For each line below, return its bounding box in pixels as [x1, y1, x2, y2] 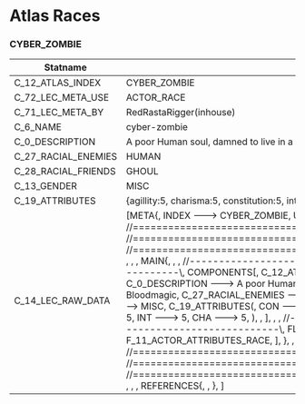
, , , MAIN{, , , [125, 255, 181, 268]
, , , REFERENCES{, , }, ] [125, 379, 225, 392]
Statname [44, 61, 88, 74]
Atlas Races [9, 5, 101, 26]
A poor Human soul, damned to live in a [125, 135, 293, 148]
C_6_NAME [14, 121, 62, 133]
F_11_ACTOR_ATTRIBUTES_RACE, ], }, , [125, 334, 295, 347]
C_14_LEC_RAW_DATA [14, 294, 111, 307]
